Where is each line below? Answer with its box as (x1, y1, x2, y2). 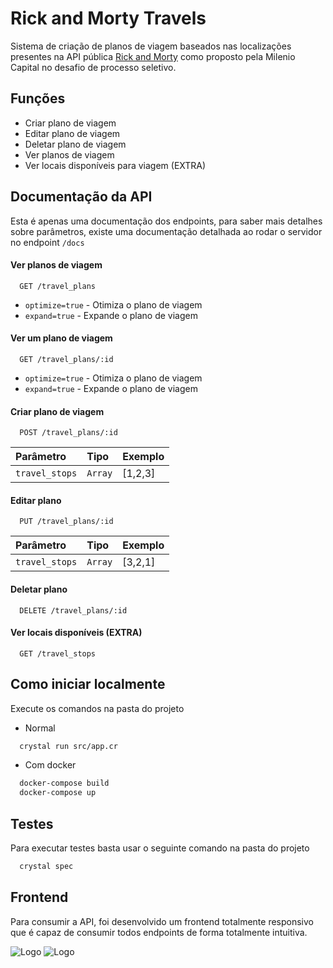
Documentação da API (10, 188, 153, 206)
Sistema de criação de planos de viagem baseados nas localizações (10, 40, 292, 52)
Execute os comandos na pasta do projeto (10, 702, 185, 714)
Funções (10, 90, 66, 107)
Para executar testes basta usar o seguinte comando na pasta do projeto (10, 842, 310, 854)
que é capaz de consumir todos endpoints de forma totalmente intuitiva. (10, 926, 308, 938)
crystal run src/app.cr (19, 741, 118, 751)
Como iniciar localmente (10, 676, 166, 693)
